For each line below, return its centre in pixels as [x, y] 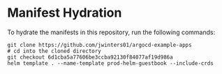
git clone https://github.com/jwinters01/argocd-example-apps [99, 45]
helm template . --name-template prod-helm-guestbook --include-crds [111, 63]
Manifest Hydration [65, 13]
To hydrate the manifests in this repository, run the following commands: [111, 32]
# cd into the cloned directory [54, 51]
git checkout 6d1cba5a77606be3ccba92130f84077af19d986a [90, 57]
